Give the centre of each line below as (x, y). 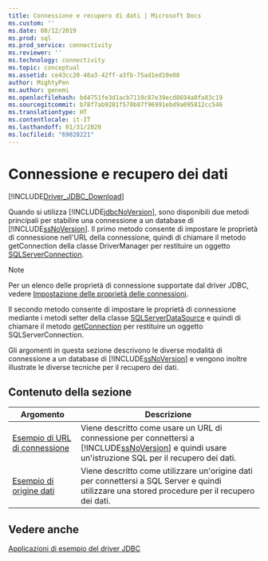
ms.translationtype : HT (48, 113)
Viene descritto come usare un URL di (152, 428)
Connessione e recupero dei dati (118, 174)
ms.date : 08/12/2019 (43, 30)
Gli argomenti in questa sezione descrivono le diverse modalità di (116, 350)
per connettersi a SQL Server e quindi (151, 481)
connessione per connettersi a (138, 438)
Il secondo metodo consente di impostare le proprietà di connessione (122, 309)
